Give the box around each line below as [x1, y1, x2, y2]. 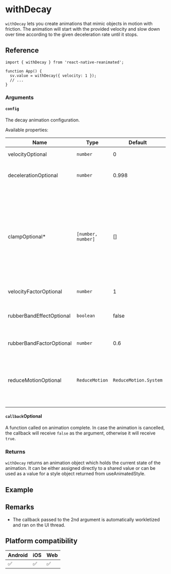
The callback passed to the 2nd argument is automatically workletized [12, 516, 160, 522]
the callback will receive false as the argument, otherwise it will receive [5, 430, 156, 436]
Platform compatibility [5, 536, 78, 545]
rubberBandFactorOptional [8, 340, 72, 347]
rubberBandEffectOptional [8, 312, 71, 319]
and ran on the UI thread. [12, 522, 66, 528]
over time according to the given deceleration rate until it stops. [5, 31, 138, 37]
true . [5, 436, 16, 442]
